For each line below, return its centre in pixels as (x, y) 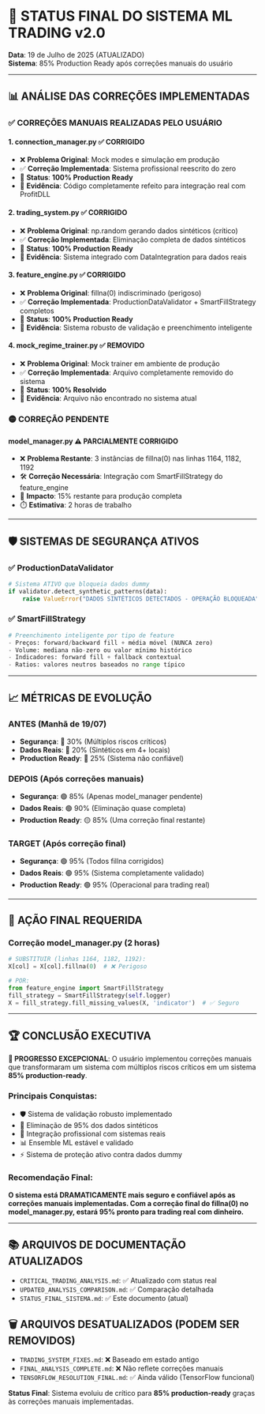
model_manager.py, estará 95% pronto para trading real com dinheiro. (126, 1212)
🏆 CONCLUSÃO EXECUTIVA (80, 1036)
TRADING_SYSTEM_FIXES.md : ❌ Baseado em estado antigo (109, 1359)
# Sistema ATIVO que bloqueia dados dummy (79, 584)
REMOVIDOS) (42, 1340)
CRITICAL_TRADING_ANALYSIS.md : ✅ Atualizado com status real (118, 1280)
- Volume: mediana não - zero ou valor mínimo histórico (100, 650)
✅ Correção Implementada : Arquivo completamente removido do (127, 373)
